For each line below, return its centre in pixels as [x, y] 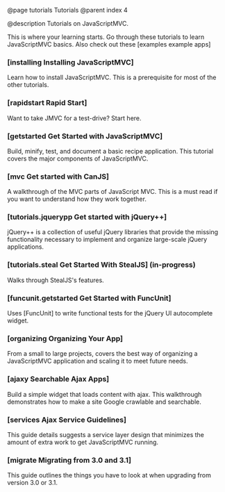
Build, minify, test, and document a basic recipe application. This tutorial [110, 151]
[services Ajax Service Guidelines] [67, 420]
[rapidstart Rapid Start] [47, 103]
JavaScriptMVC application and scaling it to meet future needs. [98, 361]
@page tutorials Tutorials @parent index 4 [68, 10]
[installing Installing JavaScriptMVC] [70, 62]
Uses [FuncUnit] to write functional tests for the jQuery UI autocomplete [110, 313]
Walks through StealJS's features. [56, 280]
